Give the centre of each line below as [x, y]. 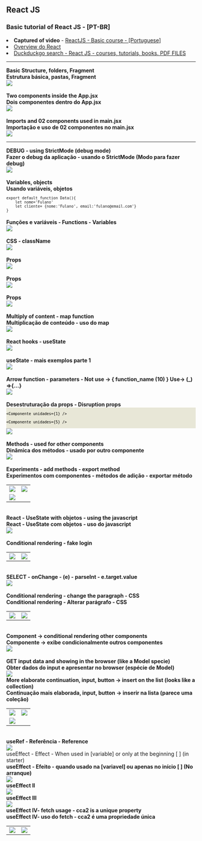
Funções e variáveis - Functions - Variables [62, 222]
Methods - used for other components [55, 444]
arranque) [19, 773]
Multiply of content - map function [50, 316]
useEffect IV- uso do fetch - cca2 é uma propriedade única [81, 816]
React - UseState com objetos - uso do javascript [69, 524]
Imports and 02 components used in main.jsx [64, 120]
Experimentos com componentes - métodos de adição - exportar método [99, 475]
